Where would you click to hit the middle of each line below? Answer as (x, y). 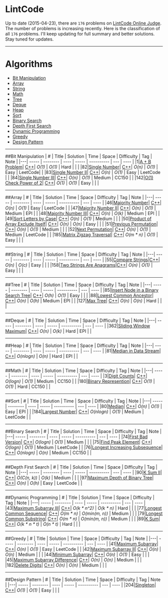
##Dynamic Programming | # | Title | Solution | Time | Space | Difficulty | (80, 497)
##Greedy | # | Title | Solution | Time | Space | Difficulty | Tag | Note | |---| (82, 538)
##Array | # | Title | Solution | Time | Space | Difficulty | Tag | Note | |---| (80, 197)
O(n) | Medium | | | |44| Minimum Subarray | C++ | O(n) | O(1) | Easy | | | (77, 554)
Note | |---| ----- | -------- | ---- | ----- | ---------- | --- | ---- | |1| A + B (78, 161)
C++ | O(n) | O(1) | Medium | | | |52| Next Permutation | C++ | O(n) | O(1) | (78, 229)
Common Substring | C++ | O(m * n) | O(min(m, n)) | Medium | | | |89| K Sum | (83, 519)
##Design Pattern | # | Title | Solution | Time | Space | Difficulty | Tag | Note (83, 579)
